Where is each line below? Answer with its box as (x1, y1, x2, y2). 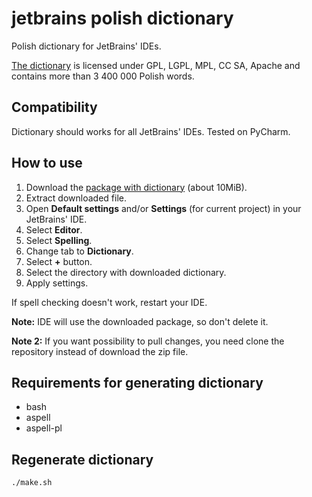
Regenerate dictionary (11, 451, 154, 468)
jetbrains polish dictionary (11, 7, 234, 30)
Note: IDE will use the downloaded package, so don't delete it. (11, 315, 269, 327)
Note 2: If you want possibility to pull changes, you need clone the (11, 335, 285, 347)
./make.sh (11, 478, 53, 488)
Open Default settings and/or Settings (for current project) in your (25, 202, 302, 214)
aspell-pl (25, 422, 63, 434)
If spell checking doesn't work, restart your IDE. (11, 296, 208, 308)
